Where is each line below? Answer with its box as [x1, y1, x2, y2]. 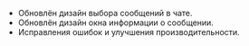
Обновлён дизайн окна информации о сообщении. [17, 17, 215, 28]
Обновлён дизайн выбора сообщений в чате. [17, 8, 193, 18]
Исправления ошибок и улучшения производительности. [17, 27, 240, 37]
